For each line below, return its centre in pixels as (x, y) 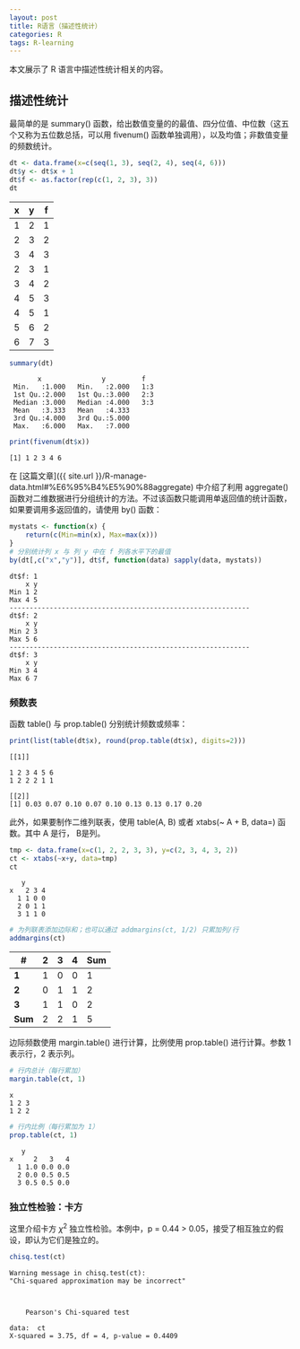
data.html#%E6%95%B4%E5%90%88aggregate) (102, 487)
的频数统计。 (33, 146)
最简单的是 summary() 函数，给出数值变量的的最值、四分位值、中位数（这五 (149, 124)
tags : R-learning (42, 43)
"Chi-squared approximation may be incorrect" (98, 1281)
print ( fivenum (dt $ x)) (50, 442)
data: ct (28, 1328)
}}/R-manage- (121, 476)
